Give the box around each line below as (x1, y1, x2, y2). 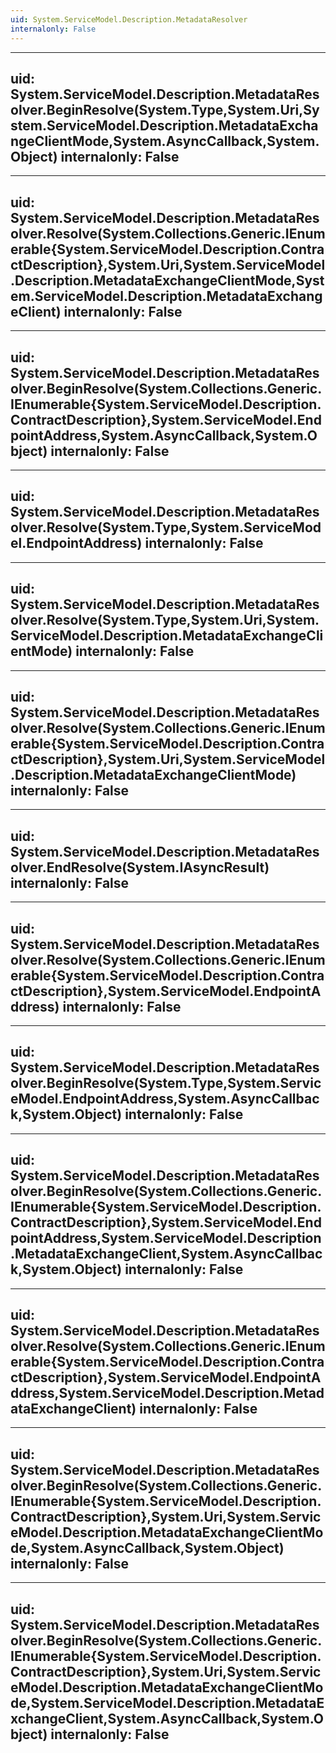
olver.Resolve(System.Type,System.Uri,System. (10, 612, 320, 629)
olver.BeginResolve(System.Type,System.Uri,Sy (10, 101, 320, 118)
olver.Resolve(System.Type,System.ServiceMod (10, 519, 322, 536)
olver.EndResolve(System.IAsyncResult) (10, 859, 270, 876)
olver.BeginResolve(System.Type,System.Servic (10, 1075, 322, 1092)
